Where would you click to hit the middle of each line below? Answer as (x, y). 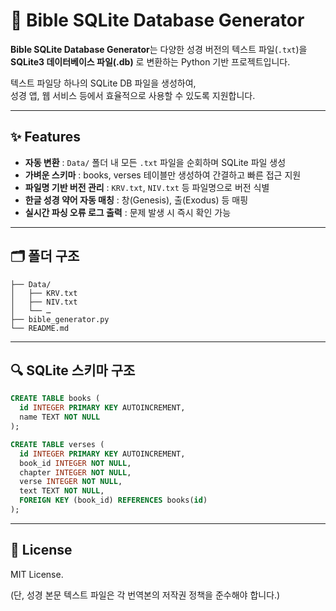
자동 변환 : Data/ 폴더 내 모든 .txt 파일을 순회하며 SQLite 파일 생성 (155, 162)
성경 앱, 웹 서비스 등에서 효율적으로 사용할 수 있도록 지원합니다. (133, 95)
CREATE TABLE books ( (55, 399)
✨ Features (45, 137)
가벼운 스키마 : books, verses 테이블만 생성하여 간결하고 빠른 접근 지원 (163, 175)
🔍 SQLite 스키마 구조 (73, 370)
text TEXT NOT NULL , (62, 491)
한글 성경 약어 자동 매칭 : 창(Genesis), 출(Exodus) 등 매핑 (136, 200)
